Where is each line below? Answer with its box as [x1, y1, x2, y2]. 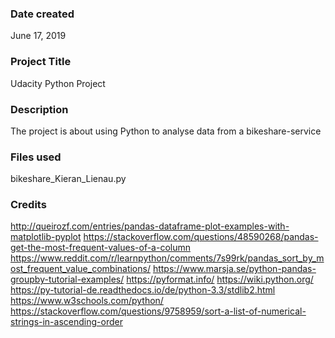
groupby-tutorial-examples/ [10, 273, 125, 286]
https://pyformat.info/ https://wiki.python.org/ [126, 273, 314, 286]
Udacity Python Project [10, 77, 106, 89]
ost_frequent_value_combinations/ [10, 263, 151, 275]
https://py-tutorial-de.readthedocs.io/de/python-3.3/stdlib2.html [10, 284, 276, 296]
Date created [10, 7, 75, 21]
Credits [10, 198, 47, 212]
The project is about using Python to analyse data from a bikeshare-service [10, 125, 322, 137]
